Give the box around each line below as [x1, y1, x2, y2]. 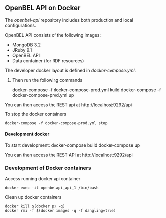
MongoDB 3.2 [12, 42, 41, 48]
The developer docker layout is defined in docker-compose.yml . [5, 67, 136, 73]
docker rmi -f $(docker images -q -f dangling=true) [5, 208, 116, 213]
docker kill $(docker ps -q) [5, 204, 65, 209]
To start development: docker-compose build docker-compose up [5, 142, 140, 148]
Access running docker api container [5, 176, 81, 182]
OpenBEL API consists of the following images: [5, 32, 101, 38]
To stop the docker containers [5, 111, 67, 117]
